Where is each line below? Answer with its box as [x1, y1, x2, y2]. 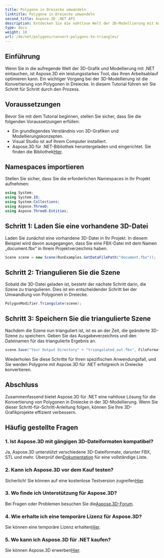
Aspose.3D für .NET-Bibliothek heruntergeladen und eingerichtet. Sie [12, 144, 151, 149]
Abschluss [5, 381, 39, 389]
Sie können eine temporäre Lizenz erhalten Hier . [5, 524, 101, 530]
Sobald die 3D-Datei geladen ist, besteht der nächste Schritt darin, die [5, 281, 146, 287]
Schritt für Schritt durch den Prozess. [5, 86, 80, 92]
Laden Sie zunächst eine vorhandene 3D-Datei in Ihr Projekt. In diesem [5, 235, 148, 241]
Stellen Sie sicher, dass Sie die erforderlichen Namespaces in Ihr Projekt [5, 176, 150, 182]
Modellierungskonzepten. [12, 133, 63, 139]
